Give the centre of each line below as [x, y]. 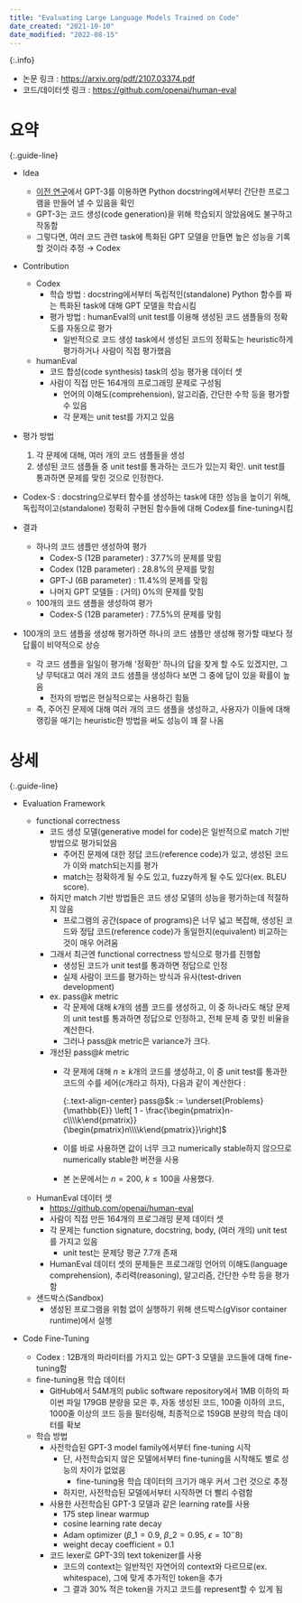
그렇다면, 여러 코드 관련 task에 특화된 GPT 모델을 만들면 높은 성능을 [155, 237]
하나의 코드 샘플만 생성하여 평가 [91, 546]
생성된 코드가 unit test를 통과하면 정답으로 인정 [145, 965]
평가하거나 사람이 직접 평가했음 [117, 351]
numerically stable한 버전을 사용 [121, 1160]
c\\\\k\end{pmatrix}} [100, 1120]
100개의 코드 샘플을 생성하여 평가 [94, 603]
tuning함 [51, 1368]
